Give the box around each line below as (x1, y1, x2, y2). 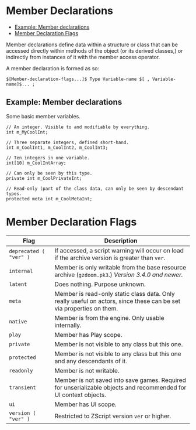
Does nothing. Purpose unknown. (54, 280, 146, 288)
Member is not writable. (54, 366, 120, 374)
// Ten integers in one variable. (6, 155, 90, 161)
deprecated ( (9, 248, 45, 254)
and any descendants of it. (54, 357, 127, 365)
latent (9, 281, 27, 288)
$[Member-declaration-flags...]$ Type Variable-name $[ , (6, 76, 150, 82)
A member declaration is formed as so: (6, 64, 100, 71)
